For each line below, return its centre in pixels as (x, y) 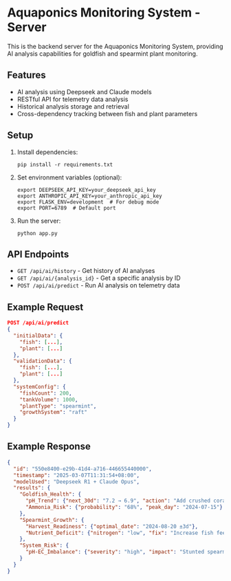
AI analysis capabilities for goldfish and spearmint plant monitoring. (102, 54)
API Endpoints (38, 254)
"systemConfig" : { (40, 386)
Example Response (49, 447)
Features (26, 75)
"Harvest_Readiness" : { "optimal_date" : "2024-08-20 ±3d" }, (111, 526)
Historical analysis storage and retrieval (73, 106)
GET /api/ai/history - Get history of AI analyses (86, 271)
